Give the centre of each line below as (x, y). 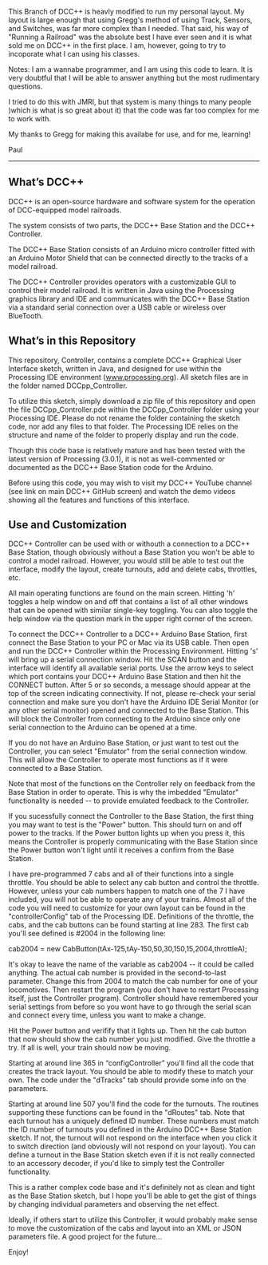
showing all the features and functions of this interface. (99, 500)
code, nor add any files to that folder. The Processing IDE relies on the (123, 426)
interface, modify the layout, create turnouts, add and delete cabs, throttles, (133, 569)
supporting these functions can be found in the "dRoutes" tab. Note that (126, 1113)
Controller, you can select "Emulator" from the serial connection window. (128, 751)
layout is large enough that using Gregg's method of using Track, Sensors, (130, 20)
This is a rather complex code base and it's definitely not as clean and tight (132, 1188)
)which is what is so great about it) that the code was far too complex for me (134, 110)
